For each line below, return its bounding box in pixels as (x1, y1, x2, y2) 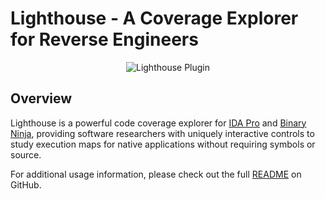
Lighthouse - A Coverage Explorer (10, 7, 299, 30)
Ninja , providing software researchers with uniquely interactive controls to (10, 127, 315, 139)
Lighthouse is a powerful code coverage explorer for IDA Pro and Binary (10, 117, 307, 129)
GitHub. (10, 178, 42, 191)
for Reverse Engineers (10, 28, 199, 51)
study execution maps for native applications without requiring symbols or (10, 138, 316, 150)
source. (10, 148, 42, 161)
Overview (10, 90, 73, 107)
